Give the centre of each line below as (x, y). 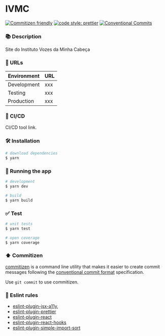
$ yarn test (18, 229)
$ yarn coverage (22, 242)
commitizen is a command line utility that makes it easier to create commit (82, 267)
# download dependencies (31, 153)
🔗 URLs (14, 63)
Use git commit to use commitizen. (42, 282)
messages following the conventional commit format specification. (75, 272)
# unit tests (19, 224)
